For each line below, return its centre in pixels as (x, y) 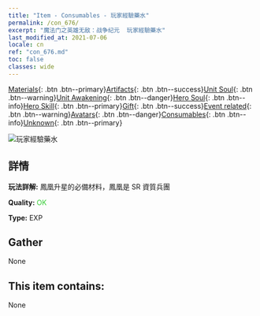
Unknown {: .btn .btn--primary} (73, 122)
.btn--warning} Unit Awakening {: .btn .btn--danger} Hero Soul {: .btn (117, 97)
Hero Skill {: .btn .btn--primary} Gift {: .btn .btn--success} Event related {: (137, 106)
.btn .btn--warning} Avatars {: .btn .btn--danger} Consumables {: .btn (117, 114)
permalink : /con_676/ (44, 23)
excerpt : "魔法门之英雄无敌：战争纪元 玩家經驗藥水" (87, 30)
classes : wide (32, 67)
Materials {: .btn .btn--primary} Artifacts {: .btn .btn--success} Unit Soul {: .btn (131, 89)
